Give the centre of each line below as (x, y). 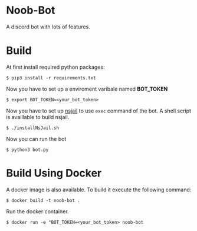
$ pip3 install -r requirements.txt (51, 78)
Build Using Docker (54, 173)
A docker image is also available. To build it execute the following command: (99, 190)
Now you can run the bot (36, 139)
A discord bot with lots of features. (48, 27)
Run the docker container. (37, 211)
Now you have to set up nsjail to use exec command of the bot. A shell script (99, 111)
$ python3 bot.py (27, 150)
